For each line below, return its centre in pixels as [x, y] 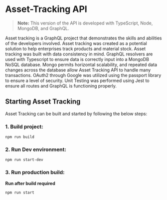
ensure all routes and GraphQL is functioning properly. [61, 85]
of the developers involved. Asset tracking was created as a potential [76, 43]
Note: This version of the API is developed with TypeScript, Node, [85, 23]
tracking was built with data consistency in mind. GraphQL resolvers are [79, 54]
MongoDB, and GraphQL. [43, 28]
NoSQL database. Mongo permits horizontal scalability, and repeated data [81, 64]
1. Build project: [24, 126]
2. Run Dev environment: [36, 149]
